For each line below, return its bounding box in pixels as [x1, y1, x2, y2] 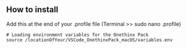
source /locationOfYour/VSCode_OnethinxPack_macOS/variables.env [6, 37, 173, 43]
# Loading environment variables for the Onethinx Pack [6, 32, 149, 38]
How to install [6, 5, 59, 15]
